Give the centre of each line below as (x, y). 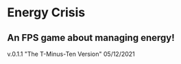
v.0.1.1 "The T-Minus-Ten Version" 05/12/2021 (71, 54)
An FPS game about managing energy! (91, 38)
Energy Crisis (46, 13)
